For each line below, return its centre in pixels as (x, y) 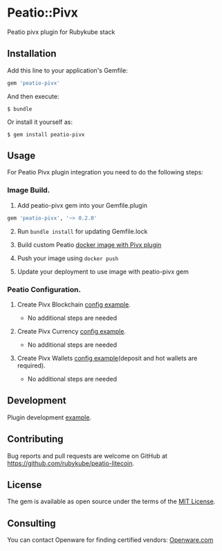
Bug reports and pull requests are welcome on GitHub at (87, 455)
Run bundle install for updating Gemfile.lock (82, 231)
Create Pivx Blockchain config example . (74, 304)
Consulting (32, 523)
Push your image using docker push (68, 258)
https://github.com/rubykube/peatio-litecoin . (71, 463)
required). (31, 365)
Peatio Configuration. (44, 289)
